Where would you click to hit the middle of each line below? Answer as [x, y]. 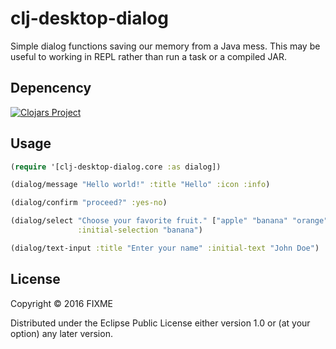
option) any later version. [61, 333]
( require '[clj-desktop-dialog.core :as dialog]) [116, 167]
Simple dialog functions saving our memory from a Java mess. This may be [165, 46]
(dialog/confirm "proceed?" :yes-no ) [89, 203]
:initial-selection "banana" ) [140, 230]
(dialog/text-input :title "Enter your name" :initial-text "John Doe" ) [165, 248]
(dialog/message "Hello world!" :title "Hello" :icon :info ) [140, 185]
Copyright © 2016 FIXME [62, 303]
